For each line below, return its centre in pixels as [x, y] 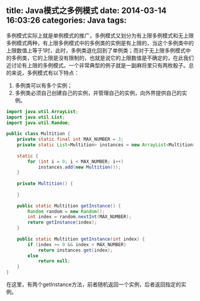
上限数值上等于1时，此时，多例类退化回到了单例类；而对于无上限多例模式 [96, 50]
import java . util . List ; [36, 117]
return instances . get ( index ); [75, 250]
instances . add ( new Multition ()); [79, 167]
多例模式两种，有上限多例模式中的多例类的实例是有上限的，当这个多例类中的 [100, 43]
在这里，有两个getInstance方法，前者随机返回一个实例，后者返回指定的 [94, 284]
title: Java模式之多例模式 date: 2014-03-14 [86, 11]
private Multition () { [45, 184]
